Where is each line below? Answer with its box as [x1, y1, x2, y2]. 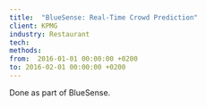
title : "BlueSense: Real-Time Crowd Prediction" [9, 12, 199, 22]
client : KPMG [9, 21, 58, 30]
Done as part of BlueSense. [9, 86, 111, 98]
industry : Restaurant [9, 29, 90, 38]
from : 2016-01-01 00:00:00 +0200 [9, 54, 139, 63]
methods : [9, 46, 42, 55]
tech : [9, 37, 30, 47]
